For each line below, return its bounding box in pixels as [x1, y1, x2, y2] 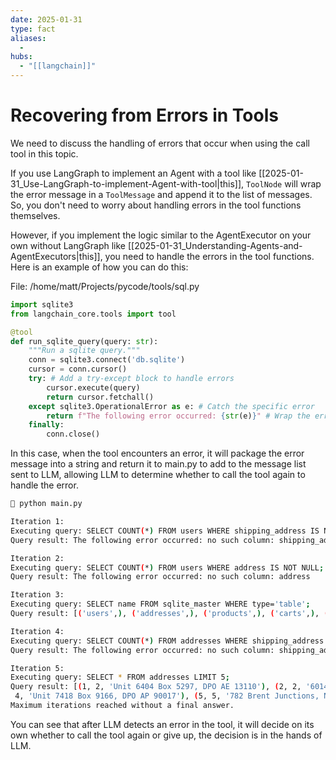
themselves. [10, 209, 61, 221]
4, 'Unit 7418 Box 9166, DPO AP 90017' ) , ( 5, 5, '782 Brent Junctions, [14, 691, 320, 701]
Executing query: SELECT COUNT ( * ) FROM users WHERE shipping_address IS [10, 526, 320, 536]
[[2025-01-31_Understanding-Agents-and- [127, 239, 303, 251]
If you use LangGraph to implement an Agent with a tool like [10, 167, 257, 179]
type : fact [10, 24, 56, 34]
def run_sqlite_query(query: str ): [10, 336, 159, 346]
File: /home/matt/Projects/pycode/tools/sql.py [10, 280, 200, 292]
